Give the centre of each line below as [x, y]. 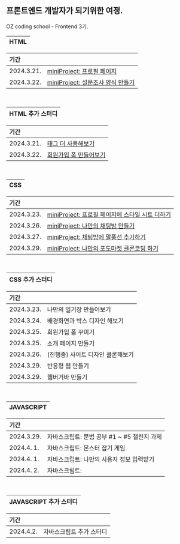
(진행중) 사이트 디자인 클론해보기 [90, 354]
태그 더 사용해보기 [71, 144]
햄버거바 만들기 [67, 377]
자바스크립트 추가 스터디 [75, 531]
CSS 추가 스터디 [31, 279]
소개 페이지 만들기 [71, 343]
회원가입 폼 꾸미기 [71, 332]
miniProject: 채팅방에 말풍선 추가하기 [96, 237]
